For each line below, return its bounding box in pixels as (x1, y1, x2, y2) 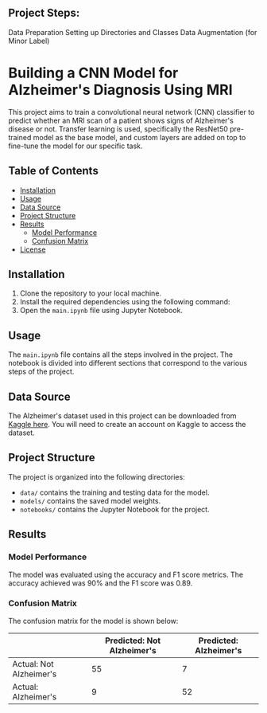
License (19, 245, 46, 254)
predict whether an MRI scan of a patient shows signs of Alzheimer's (8, 116, 234, 125)
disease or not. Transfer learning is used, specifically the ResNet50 (8, 123, 229, 134)
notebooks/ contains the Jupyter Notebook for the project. (19, 504, 210, 514)
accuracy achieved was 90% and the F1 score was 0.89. (8, 578, 193, 588)
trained (8, 132, 32, 142)
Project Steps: (8, 6, 80, 20)
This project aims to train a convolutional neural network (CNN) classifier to (8, 107, 255, 116)
